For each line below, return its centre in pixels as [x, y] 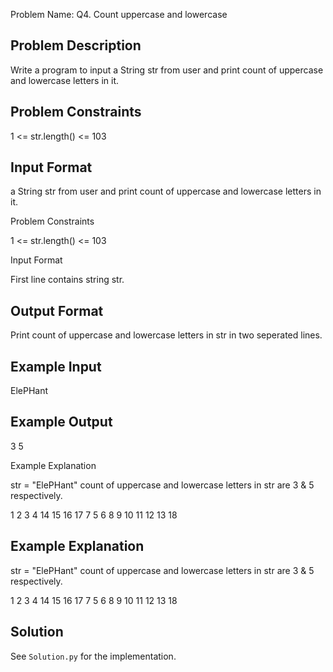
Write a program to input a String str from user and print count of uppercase [167, 70]
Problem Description [76, 45]
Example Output [61, 422]
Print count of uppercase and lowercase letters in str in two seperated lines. [166, 335]
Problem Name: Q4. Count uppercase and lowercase [119, 14]
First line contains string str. [67, 280]
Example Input [56, 366]
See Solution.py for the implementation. [93, 656]
